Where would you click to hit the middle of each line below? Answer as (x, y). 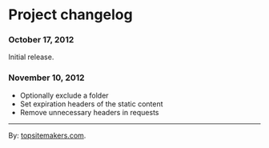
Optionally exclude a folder (64, 95)
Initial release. (31, 57)
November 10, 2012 (47, 78)
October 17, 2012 (41, 40)
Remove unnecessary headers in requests (89, 112)
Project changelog (71, 15)
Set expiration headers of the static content (91, 104)
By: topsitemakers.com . (47, 135)
